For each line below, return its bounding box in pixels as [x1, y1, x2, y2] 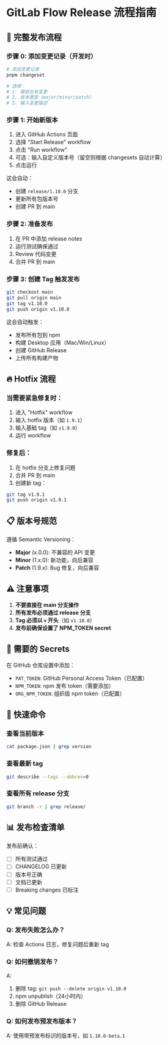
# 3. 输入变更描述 [6, 100, 48, 106]
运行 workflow [15, 432, 51, 439]
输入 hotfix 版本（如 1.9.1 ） [15, 417, 86, 424]
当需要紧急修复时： [6, 393, 63, 402]
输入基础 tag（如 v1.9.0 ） [15, 424, 81, 431]
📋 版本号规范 [6, 515, 57, 526]
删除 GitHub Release [15, 1000, 67, 1007]
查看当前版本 [6, 730, 45, 738]
